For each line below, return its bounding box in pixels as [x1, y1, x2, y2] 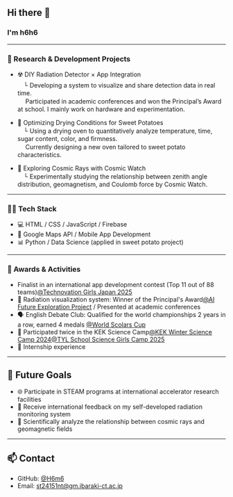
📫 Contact [7, 453, 55, 464]
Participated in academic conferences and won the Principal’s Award [25, 97, 222, 105]
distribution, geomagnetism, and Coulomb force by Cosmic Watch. [17, 180, 208, 188]
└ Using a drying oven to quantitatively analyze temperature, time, [23, 127, 213, 135]
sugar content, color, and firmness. [17, 134, 118, 142]
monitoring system [17, 410, 71, 418]
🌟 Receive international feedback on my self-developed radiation [17, 402, 203, 411]
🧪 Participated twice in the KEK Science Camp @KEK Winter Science [17, 327, 213, 336]
